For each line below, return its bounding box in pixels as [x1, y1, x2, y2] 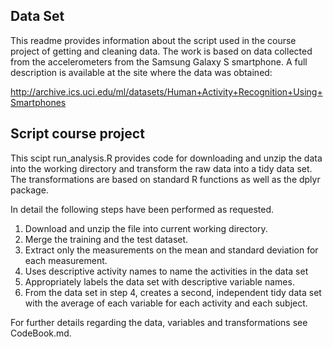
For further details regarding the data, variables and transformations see [10, 316, 308, 328]
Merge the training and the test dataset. [24, 233, 189, 245]
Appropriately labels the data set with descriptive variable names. [24, 275, 295, 288]
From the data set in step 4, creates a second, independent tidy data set [24, 286, 322, 298]
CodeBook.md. [10, 327, 72, 339]
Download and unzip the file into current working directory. [24, 222, 268, 234]
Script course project [10, 125, 145, 143]
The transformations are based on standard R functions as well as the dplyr [10, 173, 321, 185]
